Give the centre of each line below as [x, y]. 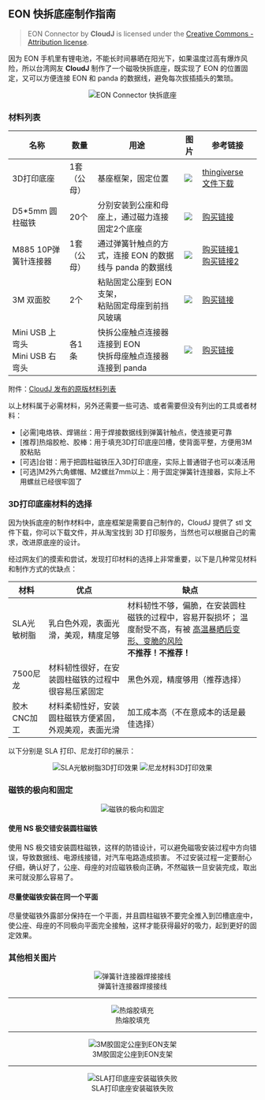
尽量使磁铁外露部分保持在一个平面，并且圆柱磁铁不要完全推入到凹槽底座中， [132, 916]
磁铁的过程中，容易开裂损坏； [183, 618]
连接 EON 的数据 [144, 256]
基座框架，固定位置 [133, 178]
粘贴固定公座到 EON [134, 282]
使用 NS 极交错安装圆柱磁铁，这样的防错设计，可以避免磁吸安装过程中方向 [129, 847]
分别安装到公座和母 [133, 205]
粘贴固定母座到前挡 [133, 306]
